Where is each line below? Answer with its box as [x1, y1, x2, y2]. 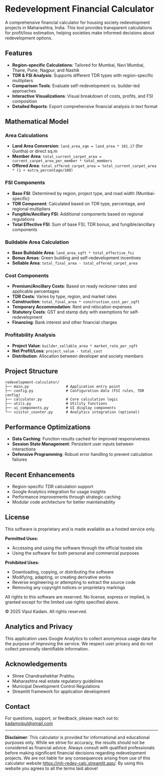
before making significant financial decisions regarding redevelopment [5, 750, 147, 756]
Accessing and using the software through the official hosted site [12, 545, 143, 551]
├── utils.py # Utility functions [5, 401, 108, 406]
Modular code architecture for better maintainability [12, 499, 115, 505]
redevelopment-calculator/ [5, 380, 60, 385]
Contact [5, 702, 30, 711]
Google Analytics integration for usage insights [12, 489, 106, 495]
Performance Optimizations [5, 423, 91, 431]
